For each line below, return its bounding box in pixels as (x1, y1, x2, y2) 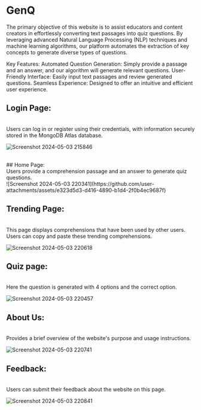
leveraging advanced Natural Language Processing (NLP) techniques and (6, 36, 187, 43)
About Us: (6, 312, 45, 323)
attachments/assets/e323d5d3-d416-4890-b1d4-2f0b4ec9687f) (6, 186, 166, 194)
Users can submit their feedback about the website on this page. (6, 386, 166, 393)
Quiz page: (6, 261, 48, 271)
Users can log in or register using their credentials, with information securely (6, 125, 195, 132)
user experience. (6, 85, 48, 93)
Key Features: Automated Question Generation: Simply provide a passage (6, 60, 187, 68)
